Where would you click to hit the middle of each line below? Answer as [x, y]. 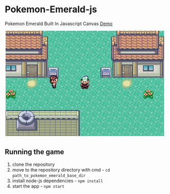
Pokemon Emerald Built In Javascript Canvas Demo [59, 24]
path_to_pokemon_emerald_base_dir [49, 176]
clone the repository [33, 164]
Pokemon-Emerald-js [51, 9]
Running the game [34, 152]
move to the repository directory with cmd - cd [61, 169]
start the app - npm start [38, 186]
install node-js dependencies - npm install [57, 181]
